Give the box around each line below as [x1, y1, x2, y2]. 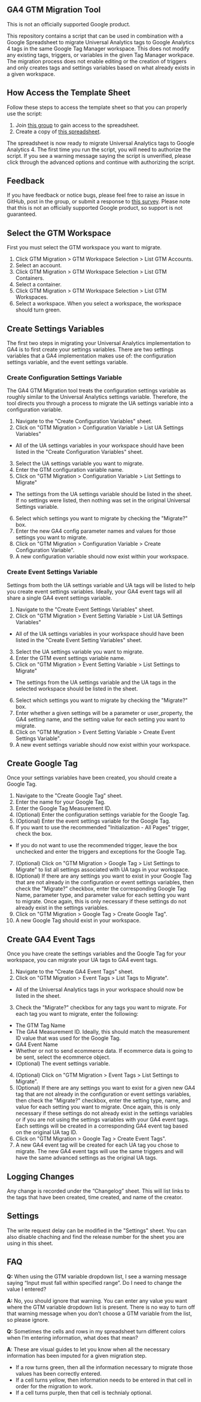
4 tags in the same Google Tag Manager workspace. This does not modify [7, 45, 190, 52]
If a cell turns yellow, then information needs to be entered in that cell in [15, 1376, 192, 1383]
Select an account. [15, 262, 62, 269]
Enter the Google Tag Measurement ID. [15, 805, 112, 812]
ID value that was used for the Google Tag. [15, 1034, 121, 1042]
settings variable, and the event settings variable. [7, 359, 128, 366]
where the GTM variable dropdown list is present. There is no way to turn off [7, 1303, 195, 1311]
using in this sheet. [7, 1239, 53, 1247]
